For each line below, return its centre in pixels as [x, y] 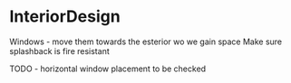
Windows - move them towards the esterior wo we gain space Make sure [146, 41]
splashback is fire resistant [60, 51]
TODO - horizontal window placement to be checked [108, 69]
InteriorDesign [65, 17]
